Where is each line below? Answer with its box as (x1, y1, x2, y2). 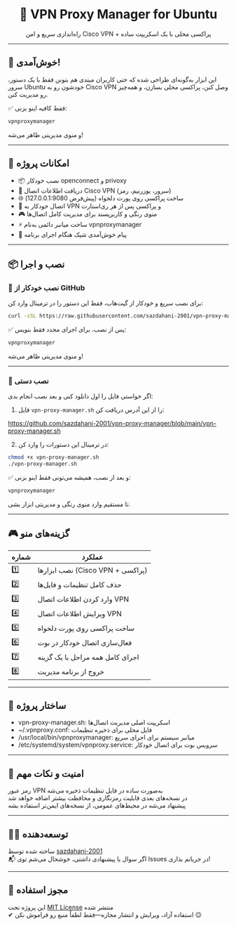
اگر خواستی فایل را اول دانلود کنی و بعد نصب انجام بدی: (8, 392, 153, 400)
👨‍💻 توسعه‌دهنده (8, 828, 69, 840)
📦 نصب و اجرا (8, 258, 65, 270)
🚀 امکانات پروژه (8, 157, 69, 169)
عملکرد (81, 552, 104, 561)
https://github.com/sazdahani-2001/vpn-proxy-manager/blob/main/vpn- (8, 419, 216, 428)
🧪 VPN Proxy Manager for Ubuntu (19, 6, 218, 22)
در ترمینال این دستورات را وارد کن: (18, 441, 109, 449)
